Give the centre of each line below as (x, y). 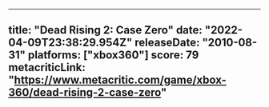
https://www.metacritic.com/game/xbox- (120, 80)
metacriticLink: (47, 67)
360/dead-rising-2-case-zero (85, 93)
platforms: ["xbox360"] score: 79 (113, 55)
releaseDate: (167, 43)
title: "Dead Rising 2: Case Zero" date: (105, 30)
